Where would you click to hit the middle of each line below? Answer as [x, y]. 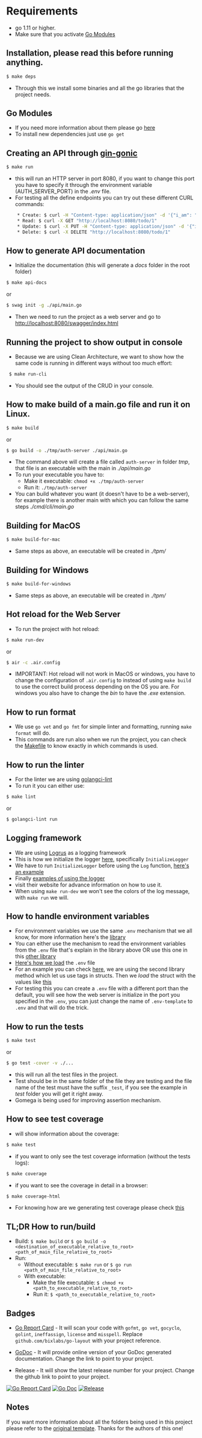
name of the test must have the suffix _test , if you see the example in [101, 1087]
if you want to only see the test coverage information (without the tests [103, 1156]
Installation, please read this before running [90, 53]
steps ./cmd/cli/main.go [44, 507]
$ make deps [21, 77]
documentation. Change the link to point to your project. [84, 1358]
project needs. [33, 94]
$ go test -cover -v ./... [40, 1063]
